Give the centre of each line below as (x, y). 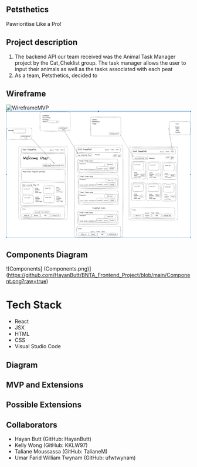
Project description (42, 43)
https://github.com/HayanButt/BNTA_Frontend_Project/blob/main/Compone (99, 275)
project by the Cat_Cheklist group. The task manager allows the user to (100, 63)
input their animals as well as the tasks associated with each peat (94, 69)
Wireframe (26, 94)
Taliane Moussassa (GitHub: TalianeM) (61, 452)
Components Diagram (47, 254)
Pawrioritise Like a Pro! (34, 24)
